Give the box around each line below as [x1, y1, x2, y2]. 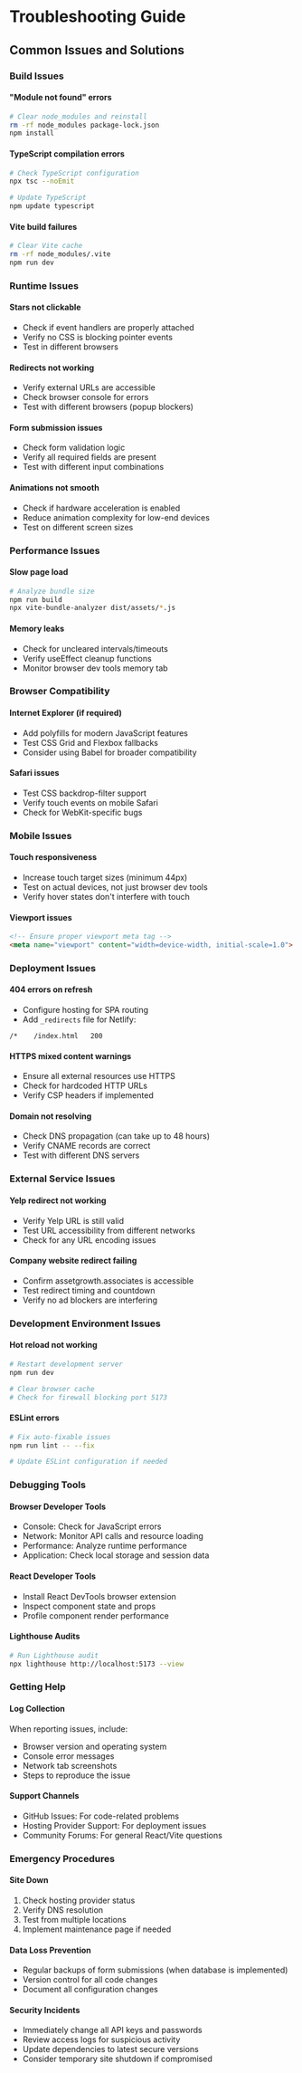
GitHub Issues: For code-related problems [22, 1810, 179, 1821]
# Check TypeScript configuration [9, 168, 140, 177]
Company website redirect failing [9, 1256, 137, 1266]
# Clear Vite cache [9, 242, 83, 251]
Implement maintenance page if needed [22, 1924, 172, 1934]
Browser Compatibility [9, 685, 110, 698]
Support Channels [9, 1791, 80, 1801]
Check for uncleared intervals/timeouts [22, 643, 169, 654]
